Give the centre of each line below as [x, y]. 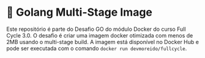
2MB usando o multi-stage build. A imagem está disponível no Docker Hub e [102, 42]
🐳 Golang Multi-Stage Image [80, 12]
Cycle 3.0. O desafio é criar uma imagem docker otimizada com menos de [100, 35]
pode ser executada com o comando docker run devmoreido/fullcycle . [97, 48]
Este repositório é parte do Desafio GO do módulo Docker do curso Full [96, 29]
